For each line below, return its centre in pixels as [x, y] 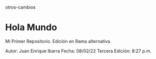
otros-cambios [21, 7]
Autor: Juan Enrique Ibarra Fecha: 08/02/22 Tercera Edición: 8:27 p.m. [79, 51]
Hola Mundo [31, 27]
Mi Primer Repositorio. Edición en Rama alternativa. [58, 41]
